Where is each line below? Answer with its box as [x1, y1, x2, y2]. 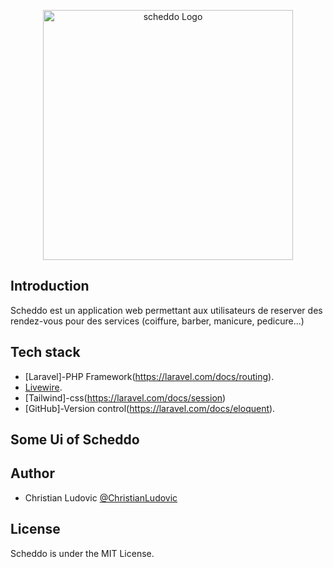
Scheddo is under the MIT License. [10, 547, 155, 559]
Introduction [10, 278, 90, 295]
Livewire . [24, 381, 63, 393]
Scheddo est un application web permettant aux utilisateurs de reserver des [10, 304, 323, 316]
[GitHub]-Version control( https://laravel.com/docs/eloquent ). [24, 402, 276, 414]
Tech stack [10, 344, 81, 361]
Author [10, 465, 55, 482]
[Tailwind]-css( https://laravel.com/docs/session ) [24, 391, 227, 404]
